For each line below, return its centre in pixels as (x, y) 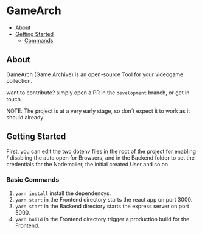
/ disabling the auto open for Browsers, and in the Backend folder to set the (100, 158)
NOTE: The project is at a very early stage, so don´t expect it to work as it (98, 111)
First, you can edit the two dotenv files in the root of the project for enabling (101, 151)
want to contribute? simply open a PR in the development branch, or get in (98, 93)
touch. (14, 99)
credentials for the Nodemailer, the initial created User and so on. (88, 164)
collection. (19, 80)
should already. (26, 117)
